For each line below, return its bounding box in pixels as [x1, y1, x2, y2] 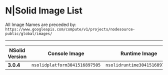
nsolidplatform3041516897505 [31, 62, 101, 67]
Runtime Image [120, 50, 157, 57]
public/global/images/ [5, 31, 52, 36]
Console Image [47, 50, 84, 57]
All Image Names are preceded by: [5, 21, 76, 27]
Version [7, 53, 27, 60]
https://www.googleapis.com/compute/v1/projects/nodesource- [5, 26, 135, 32]
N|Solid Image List [5, 5, 82, 16]
